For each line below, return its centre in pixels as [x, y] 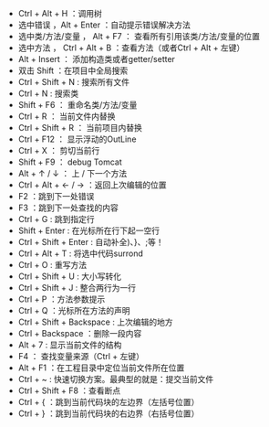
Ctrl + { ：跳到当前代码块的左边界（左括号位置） [109, 402]
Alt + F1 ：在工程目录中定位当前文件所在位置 [101, 368]
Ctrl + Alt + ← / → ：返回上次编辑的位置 [92, 185]
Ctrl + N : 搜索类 [48, 93]
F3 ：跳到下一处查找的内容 [68, 208]
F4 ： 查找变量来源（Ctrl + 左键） [81, 356]
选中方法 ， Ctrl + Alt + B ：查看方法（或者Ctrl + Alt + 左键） [131, 48]
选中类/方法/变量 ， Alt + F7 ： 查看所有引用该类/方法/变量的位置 [139, 36]
